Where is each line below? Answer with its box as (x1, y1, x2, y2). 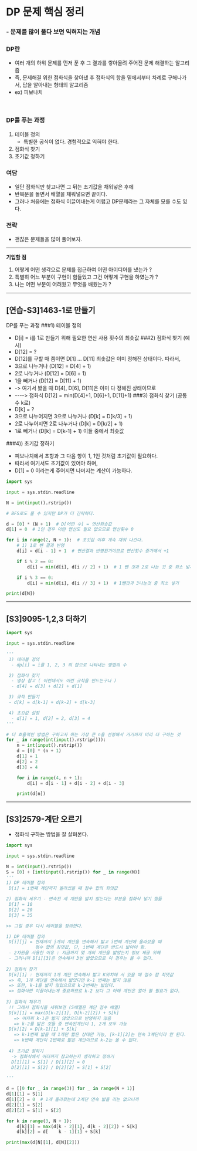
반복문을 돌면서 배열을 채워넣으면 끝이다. (14, 191, 107, 197)
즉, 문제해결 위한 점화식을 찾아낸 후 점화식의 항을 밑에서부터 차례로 (14, 74, 167, 81)
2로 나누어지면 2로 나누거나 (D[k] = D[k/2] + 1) (14, 420, 123, 427)
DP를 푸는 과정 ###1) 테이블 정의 (6, 322, 81, 329)
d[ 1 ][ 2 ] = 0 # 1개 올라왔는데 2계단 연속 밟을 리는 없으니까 (6, 1096, 139, 1103)
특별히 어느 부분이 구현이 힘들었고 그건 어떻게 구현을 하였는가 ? (14, 273, 158, 280)
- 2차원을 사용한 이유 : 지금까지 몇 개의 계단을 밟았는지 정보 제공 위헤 (8, 950, 161, 956)
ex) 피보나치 (14, 89, 43, 96)
